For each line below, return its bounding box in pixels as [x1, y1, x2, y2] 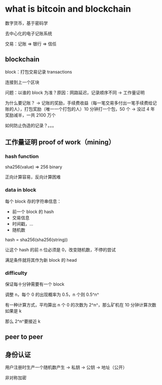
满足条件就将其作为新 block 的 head [5, 257, 77, 263]
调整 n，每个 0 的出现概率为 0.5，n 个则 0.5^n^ [5, 291, 99, 298]
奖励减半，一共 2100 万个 [5, 112, 56, 118]
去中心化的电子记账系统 [5, 30, 52, 36]
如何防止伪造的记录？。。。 [5, 122, 57, 128]
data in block [5, 187, 37, 193]
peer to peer [5, 333, 43, 341]
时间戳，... [12, 221, 33, 227]
